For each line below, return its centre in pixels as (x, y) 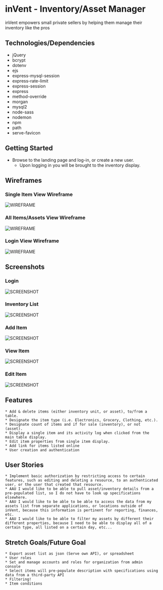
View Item (17, 351)
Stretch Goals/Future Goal (46, 542)
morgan (20, 102)
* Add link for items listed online (42, 446)
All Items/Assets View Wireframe (45, 218)
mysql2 (20, 107)
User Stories (24, 465)
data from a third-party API (35, 575)
